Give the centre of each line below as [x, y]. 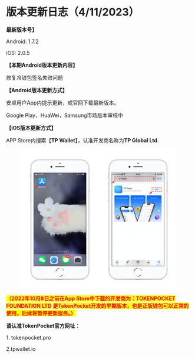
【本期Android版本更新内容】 [42, 65]
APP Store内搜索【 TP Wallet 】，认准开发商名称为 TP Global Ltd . [82, 140]
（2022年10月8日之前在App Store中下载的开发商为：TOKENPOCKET [91, 298]
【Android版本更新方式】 [37, 90]
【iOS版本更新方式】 [31, 128]
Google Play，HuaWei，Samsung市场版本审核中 [65, 115]
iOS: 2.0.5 [18, 53]
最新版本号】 [22, 30]
